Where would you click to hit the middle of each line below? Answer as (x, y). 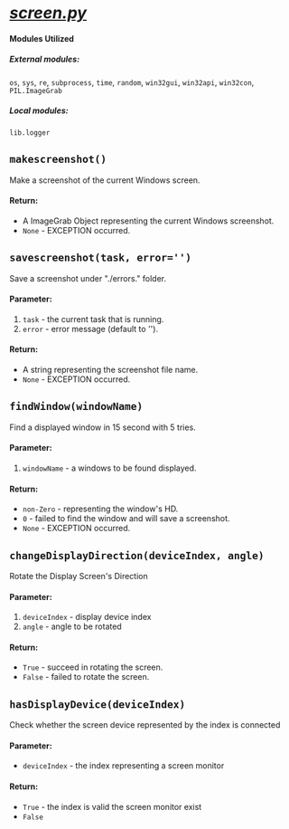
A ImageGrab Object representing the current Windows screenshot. (148, 221)
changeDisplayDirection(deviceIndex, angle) (137, 555)
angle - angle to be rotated (72, 626)
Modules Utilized (42, 38)
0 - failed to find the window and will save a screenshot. (126, 519)
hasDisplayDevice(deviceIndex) (98, 704)
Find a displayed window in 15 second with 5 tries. (103, 427)
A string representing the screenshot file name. (110, 369)
